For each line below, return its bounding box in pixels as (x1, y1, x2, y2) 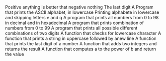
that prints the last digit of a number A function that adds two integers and (5, 41, 157, 46)
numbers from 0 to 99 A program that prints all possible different (5, 25, 138, 31)
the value (5, 51, 24, 57)
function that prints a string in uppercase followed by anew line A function (5, 35, 157, 41)
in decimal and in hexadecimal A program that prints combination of (5, 20, 144, 26)
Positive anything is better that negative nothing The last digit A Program (5, 4, 154, 10)
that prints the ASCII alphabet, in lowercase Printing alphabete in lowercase (5, 9, 160, 15)
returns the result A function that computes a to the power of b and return (5, 46, 156, 52)
